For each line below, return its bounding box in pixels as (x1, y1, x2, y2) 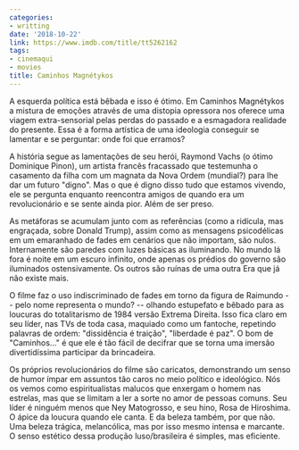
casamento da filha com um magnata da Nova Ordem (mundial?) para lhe (9, 170, 278, 180)
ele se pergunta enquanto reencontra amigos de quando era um (9, 188, 245, 199)
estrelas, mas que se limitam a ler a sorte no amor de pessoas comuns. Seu (9, 392, 287, 403)
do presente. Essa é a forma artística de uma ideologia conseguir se (9, 124, 260, 135)
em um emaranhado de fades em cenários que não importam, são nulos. (9, 234, 277, 246)
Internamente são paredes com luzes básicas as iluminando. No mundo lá (9, 244, 281, 254)
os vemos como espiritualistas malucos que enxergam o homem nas (9, 383, 262, 394)
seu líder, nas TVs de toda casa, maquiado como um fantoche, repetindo (9, 318, 277, 329)
